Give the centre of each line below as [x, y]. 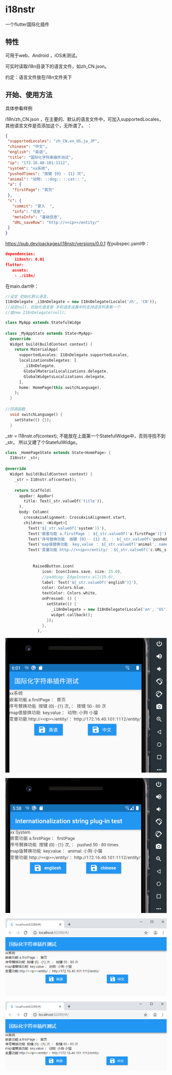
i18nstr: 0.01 [29, 260]
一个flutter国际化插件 [27, 24]
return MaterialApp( [36, 350]
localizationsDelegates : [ [48, 361]
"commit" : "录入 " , [33, 206]
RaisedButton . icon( [53, 566]
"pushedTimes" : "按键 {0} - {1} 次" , [47, 174]
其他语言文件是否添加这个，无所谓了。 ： [49, 125]
